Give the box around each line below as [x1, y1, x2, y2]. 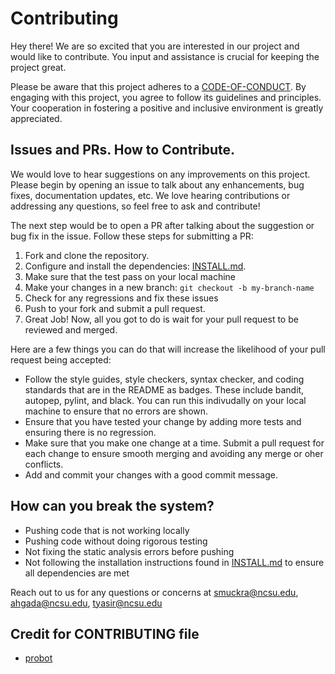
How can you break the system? [10, 498, 215, 515]
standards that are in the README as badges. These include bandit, [24, 383, 305, 396]
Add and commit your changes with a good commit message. [24, 468, 278, 481]
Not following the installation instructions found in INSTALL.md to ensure [24, 556, 325, 568]
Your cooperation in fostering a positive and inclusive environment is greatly [10, 102, 324, 114]
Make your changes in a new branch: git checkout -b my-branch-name [24, 281, 315, 293]
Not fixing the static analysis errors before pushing [24, 545, 235, 557]
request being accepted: [10, 353, 112, 366]
